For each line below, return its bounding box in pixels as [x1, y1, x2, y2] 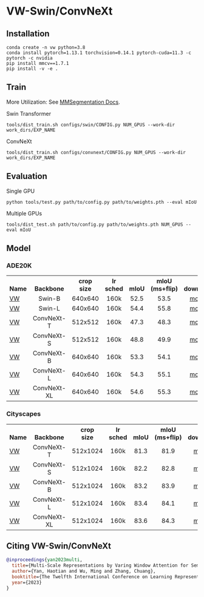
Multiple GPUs [6, 209, 42, 217]
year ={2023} [12, 579, 42, 585]
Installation [6, 29, 50, 39]
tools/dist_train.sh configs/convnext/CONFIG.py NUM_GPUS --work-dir [6, 149, 186, 155]
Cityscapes [6, 410, 41, 418]
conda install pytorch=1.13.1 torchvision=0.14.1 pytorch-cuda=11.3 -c [6, 50, 191, 56]
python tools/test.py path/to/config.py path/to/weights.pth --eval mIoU [6, 199, 197, 205]
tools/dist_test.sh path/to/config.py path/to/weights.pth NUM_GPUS [6, 221, 183, 228]
